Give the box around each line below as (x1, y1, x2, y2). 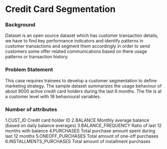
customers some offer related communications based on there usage (5, 48, 147, 54)
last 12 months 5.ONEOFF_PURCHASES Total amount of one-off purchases (5, 133, 159, 139)
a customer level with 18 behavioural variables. (5, 93, 101, 99)
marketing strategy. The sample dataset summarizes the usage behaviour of (5, 83, 162, 89)
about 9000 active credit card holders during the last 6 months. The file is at (5, 88, 162, 94)
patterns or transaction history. (5, 54, 69, 60)
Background (5, 21, 36, 28)
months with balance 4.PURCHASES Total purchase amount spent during (5, 128, 156, 134)
